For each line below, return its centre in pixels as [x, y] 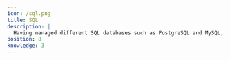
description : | [29, 26]
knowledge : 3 [26, 46]
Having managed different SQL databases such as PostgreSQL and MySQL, [119, 33]
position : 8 [24, 39]
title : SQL [23, 20]
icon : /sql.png [29, 13]
